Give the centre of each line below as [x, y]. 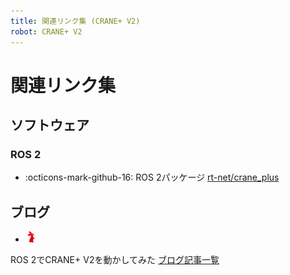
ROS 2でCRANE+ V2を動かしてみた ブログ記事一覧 [115, 260]
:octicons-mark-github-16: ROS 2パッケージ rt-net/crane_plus [152, 177]
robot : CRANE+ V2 [46, 31]
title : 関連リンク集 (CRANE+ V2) [75, 21]
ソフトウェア [50, 125]
